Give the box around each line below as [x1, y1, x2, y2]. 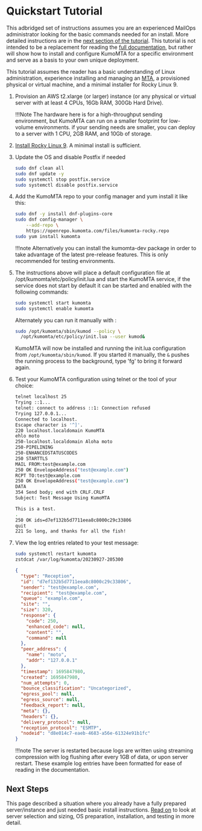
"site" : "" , [21, 601, 51, 607]
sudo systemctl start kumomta [14, 300, 92, 306]
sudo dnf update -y [14, 170, 65, 176]
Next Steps [6, 784, 49, 794]
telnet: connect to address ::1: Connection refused [14, 405, 151, 412]
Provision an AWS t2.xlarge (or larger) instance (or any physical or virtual [14, 92, 197, 100]
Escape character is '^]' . [14, 422, 83, 428]
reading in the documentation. [14, 766, 90, 774]
